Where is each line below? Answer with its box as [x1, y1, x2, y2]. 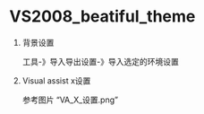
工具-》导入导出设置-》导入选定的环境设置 [21, 56, 179, 66]
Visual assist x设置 [21, 75, 91, 86]
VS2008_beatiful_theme [9, 6, 196, 27]
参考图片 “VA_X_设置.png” [21, 94, 119, 105]
